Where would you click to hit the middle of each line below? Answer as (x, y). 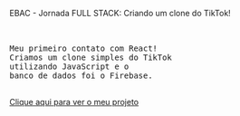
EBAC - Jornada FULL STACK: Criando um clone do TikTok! (120, 13)
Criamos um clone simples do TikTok (91, 58)
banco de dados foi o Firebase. (81, 76)
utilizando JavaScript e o (69, 67)
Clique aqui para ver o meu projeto (74, 102)
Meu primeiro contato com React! (84, 48)
